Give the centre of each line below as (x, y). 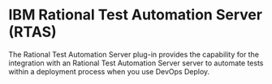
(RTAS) (32, 32)
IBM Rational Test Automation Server (135, 15)
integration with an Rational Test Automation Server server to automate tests (136, 63)
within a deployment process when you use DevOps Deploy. (109, 71)
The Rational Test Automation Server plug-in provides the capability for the (134, 54)
